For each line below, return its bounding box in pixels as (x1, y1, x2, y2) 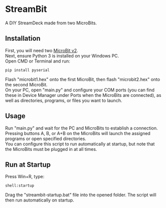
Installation (5, 34, 41, 43)
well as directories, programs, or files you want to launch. (5, 97, 122, 103)
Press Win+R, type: (5, 174, 45, 180)
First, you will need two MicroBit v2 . (5, 47, 78, 53)
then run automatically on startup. (5, 197, 74, 203)
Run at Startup (5, 160, 51, 169)
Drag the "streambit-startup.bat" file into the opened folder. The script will (5, 192, 157, 198)
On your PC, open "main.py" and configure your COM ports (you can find (5, 87, 155, 93)
